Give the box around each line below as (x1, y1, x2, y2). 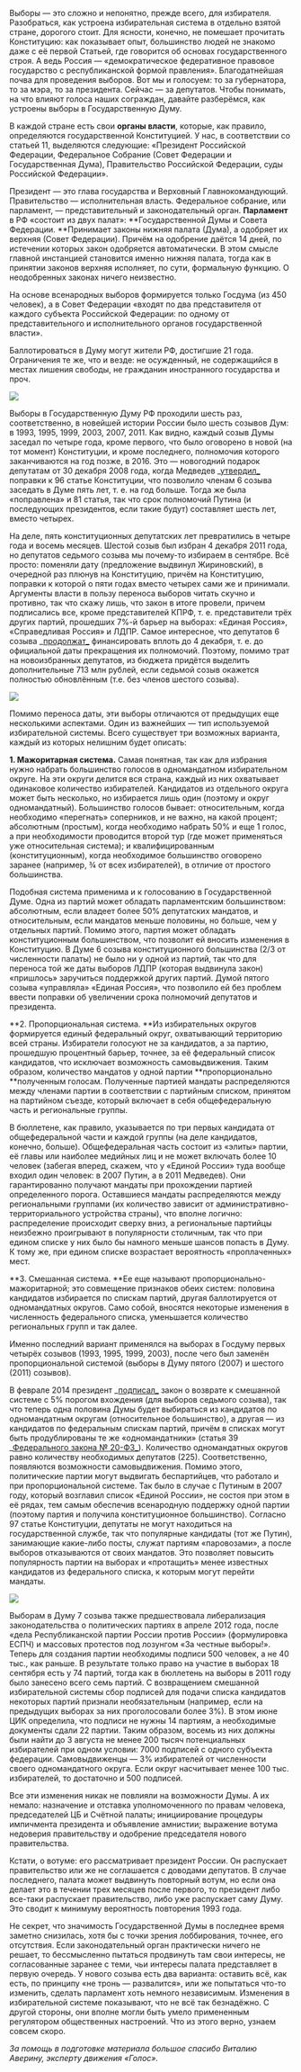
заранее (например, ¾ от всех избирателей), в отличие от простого (9, 859, 271, 870)
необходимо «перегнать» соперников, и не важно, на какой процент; (9, 812, 278, 822)
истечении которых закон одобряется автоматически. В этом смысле (9, 243, 279, 254)
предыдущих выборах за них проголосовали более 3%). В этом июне (9, 1706, 279, 1717)
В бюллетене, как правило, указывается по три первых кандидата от (9, 1122, 276, 1133)
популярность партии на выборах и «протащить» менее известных (9, 1556, 269, 1567)
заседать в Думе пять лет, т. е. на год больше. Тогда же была (9, 485, 247, 495)
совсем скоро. (9, 2026, 66, 2036)
